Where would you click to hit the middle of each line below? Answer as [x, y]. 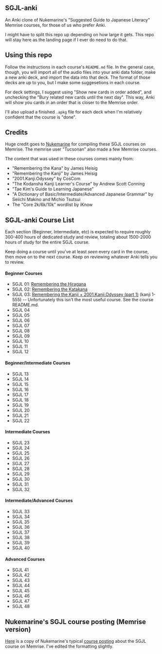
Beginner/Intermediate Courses [38, 363]
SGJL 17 [20, 395]
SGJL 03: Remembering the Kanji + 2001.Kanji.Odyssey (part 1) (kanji [81, 294]
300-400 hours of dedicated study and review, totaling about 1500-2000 [78, 237]
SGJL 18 [20, 400]
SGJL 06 [21, 320]
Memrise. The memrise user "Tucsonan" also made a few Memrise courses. [81, 149]
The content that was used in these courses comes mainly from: [69, 159]
